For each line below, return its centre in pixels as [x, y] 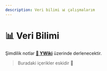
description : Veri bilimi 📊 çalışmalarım [50, 10]
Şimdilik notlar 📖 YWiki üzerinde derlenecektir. [54, 53]
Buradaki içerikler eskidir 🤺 [45, 63]
